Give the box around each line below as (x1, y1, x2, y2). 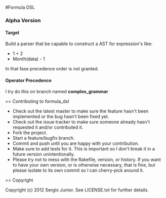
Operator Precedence (5, 77, 52, 83)
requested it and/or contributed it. (12, 124, 84, 131)
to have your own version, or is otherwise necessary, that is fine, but (12, 162, 155, 168)
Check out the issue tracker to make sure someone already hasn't (12, 119, 150, 125)
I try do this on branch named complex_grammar (5, 89, 108, 95)
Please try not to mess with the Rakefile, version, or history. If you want (12, 156, 161, 163)
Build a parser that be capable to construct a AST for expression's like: (5, 41, 153, 47)
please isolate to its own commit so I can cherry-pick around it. (12, 167, 144, 174)
